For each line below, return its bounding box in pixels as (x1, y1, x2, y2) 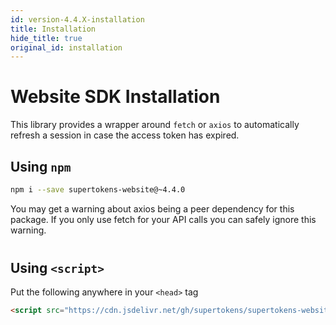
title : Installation (10, 24, 97, 34)
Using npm (10, 158, 72, 175)
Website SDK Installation (10, 86, 221, 108)
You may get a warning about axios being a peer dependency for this (10, 202, 295, 215)
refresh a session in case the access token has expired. (10, 129, 240, 141)
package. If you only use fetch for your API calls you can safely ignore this (10, 213, 317, 225)
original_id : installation (10, 42, 123, 53)
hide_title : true (10, 33, 83, 43)
